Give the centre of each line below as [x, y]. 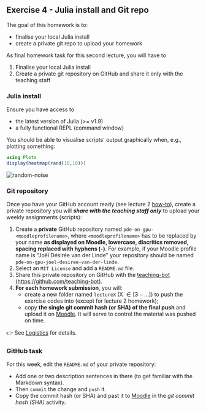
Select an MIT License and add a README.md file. [75, 268]
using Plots [21, 158]
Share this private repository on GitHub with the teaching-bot [93, 275]
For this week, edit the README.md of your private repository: [81, 364]
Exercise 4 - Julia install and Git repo [78, 10]
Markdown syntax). [40, 383]
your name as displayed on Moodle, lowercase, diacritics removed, [102, 243]
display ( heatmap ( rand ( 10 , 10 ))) [46, 163]
